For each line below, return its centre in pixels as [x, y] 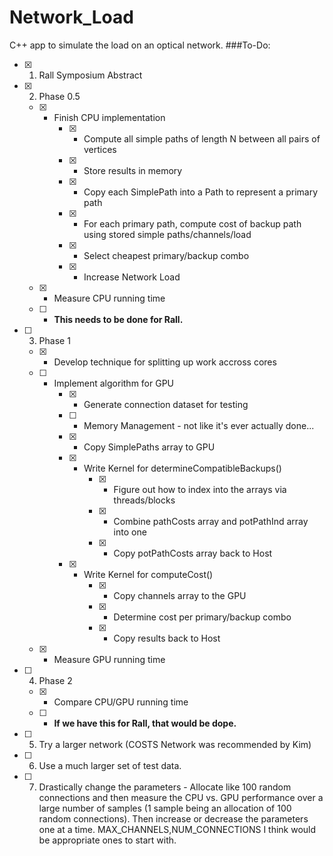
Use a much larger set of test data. [110, 765]
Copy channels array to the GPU [180, 595]
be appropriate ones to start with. [107, 840]
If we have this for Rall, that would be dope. [145, 723]
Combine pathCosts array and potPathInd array [211, 521]
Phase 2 [55, 680]
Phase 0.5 [59, 96]
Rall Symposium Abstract [90, 75]
